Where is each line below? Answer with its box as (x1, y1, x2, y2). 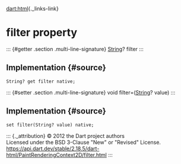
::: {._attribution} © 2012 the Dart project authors (6, 132, 125, 139)
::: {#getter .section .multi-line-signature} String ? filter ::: (6, 45, 144, 52)
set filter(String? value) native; (6, 122, 94, 128)
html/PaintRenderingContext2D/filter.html (6, 151, 107, 158)
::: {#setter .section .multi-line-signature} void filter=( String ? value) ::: (6, 89, 176, 96)
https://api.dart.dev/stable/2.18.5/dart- (6, 145, 100, 152)
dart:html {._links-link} (6, 5, 59, 12)
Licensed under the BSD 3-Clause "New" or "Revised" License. (6, 138, 161, 146)
